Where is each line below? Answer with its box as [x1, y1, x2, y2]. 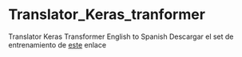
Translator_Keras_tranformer [8, 6, 206, 24]
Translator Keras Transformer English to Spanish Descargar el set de [8, 32, 234, 41]
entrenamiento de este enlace [8, 40, 106, 49]
